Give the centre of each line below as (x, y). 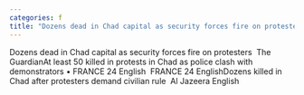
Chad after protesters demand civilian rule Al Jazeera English (124, 81)
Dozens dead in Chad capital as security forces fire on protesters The (140, 52)
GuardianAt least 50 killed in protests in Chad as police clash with (131, 62)
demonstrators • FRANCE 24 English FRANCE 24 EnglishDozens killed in (146, 71)
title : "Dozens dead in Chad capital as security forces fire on (135, 26)
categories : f (36, 18)
